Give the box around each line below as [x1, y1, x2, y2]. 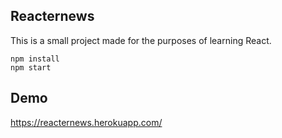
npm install [10, 54, 60, 64]
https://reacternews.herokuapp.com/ [10, 116, 163, 128]
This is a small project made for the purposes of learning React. [10, 34, 272, 46]
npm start [10, 62, 52, 73]
